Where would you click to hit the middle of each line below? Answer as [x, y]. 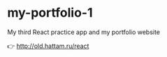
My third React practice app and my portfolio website [84, 32]
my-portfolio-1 [50, 13]
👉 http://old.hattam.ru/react [48, 46]
